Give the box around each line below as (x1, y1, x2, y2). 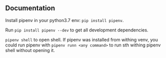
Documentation (5, 4, 56, 12)
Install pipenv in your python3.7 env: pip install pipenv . (5, 17, 124, 23)
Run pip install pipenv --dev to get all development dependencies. (5, 27, 149, 33)
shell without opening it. (5, 47, 56, 53)
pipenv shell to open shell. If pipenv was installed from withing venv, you (5, 36, 158, 42)
